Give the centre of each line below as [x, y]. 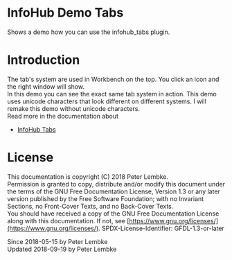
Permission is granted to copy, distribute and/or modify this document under [116, 184]
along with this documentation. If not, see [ [68, 220]
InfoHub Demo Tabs [65, 13]
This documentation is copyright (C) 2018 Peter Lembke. [88, 176]
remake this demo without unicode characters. [74, 108]
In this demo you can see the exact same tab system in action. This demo [112, 94]
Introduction [44, 60]
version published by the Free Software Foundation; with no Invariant [106, 198]
